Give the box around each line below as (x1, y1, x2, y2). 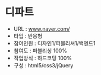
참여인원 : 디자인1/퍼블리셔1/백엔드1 (13, 40, 96, 47)
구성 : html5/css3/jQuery (13, 61, 74, 69)
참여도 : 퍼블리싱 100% (13, 47, 67, 54)
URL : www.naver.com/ (13, 25, 70, 32)
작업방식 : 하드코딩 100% (13, 54, 72, 61)
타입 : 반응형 (13, 32, 43, 39)
